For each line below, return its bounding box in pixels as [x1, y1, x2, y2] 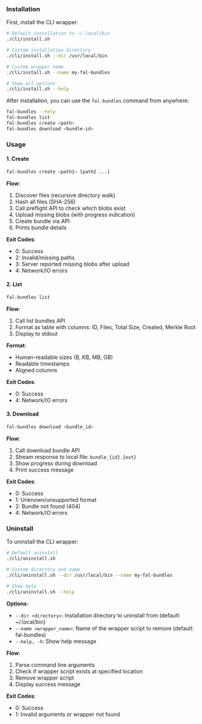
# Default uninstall [6, 550, 59, 556]
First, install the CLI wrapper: [6, 19, 79, 26]
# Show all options [6, 80, 56, 86]
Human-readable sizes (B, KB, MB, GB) [15, 353, 114, 361]
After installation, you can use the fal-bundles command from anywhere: [6, 97, 190, 105]
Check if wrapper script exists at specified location [15, 667, 143, 675]
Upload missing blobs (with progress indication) [15, 211, 136, 218]
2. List [6, 280, 23, 288]
